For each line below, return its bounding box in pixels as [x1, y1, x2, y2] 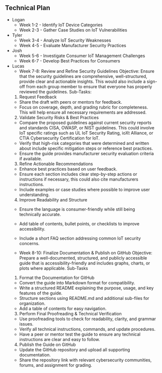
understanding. [19, 191, 50, 198]
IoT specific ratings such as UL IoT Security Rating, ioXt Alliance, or [19, 130, 154, 136]
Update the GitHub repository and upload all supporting [19, 346, 131, 353]
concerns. [19, 240, 40, 246]
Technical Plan [5, 4, 51, 12]
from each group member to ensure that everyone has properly [26, 83, 152, 89]
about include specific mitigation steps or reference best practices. [19, 145, 153, 151]
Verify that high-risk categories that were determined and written [19, 140, 149, 146]
